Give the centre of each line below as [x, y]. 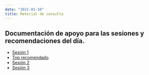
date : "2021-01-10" [25, 9]
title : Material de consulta [34, 14]
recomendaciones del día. [45, 41]
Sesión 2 [21, 62]
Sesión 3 [21, 68]
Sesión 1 [20, 52]
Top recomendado [30, 58]
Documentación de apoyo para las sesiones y [75, 33]
